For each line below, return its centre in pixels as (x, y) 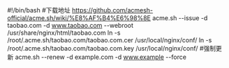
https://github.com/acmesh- (113, 10)
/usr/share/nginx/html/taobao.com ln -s (64, 33)
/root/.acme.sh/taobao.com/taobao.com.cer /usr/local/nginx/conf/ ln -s (110, 40)
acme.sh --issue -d (180, 18)
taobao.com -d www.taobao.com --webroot (71, 25)
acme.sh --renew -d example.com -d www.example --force (101, 57)
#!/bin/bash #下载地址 (39, 10)
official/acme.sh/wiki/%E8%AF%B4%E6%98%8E (79, 18)
